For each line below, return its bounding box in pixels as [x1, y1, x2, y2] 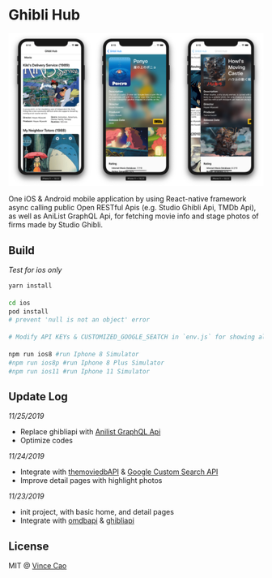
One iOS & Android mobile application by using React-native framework [8, 194, 247, 204]
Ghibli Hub [8, 6, 81, 24]
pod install [8, 307, 49, 316]
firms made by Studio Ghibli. [8, 220, 104, 230]
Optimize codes [19, 436, 73, 446]
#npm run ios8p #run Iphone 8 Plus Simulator [8, 359, 164, 367]
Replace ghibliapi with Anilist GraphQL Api [19, 427, 161, 437]
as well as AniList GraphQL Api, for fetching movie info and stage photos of [8, 211, 259, 221]
